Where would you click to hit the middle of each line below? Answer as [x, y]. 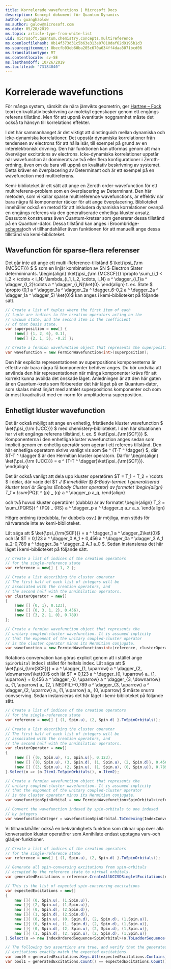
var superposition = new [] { [36, 329]
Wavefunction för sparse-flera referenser [73, 250]
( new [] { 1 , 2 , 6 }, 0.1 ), [41, 334]
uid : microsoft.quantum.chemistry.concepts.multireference [69, 39]
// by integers [21, 814]
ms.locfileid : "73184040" [33, 67]
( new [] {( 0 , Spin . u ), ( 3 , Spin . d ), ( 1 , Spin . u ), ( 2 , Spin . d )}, [84, 762]
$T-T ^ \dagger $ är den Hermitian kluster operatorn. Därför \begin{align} [82, 455]
